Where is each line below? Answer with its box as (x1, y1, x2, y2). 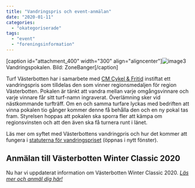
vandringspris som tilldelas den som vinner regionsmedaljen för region (6, 81, 177, 88)
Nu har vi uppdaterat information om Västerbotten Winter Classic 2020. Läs (6, 169, 189, 176)
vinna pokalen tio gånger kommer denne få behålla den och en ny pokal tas (6, 106, 189, 113)
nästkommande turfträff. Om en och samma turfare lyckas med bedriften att (6, 100, 190, 107)
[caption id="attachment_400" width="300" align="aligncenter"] (6, 57, 163, 65)
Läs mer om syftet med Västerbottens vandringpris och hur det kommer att (6, 130, 187, 137)
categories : (6, 19, 35, 25)
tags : (6, 31, 19, 36)
